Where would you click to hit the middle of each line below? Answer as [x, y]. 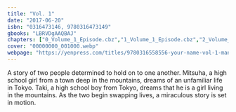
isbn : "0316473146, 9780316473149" [59, 27]
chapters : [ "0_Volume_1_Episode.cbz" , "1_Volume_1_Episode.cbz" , [103, 40]
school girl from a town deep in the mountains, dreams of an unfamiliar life [115, 80]
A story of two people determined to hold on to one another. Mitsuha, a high [117, 72]
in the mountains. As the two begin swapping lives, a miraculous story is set [117, 94]
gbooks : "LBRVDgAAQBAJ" [42, 33]
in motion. [22, 102]
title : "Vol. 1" [31, 14]
